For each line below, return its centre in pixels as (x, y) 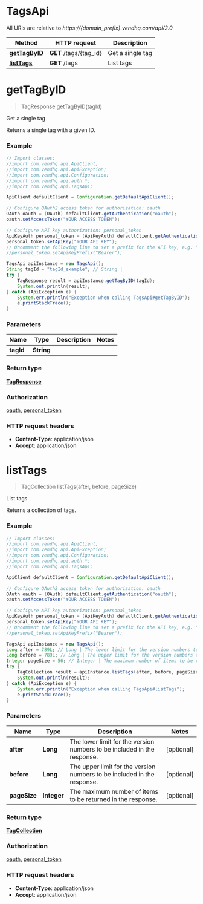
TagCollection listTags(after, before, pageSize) (79, 487)
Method (26, 42)
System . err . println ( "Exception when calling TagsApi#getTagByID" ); (104, 298)
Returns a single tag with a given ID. (51, 130)
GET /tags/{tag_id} (76, 53)
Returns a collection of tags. (41, 510)
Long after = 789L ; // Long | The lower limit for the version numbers (98, 650)
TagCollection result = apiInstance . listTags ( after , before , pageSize (108, 672)
